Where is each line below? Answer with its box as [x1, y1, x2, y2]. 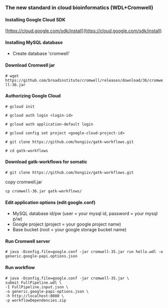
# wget [5, 73, 19, 78]
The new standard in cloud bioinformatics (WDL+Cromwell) [5, 4, 153, 11]
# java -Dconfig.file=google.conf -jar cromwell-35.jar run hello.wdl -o [5, 249, 163, 254]
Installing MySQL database [5, 39, 63, 45]
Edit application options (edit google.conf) [5, 199, 96, 206]
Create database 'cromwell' [12, 50, 70, 57]
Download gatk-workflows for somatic [5, 159, 88, 165]
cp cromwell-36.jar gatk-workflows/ [5, 188, 82, 193]
